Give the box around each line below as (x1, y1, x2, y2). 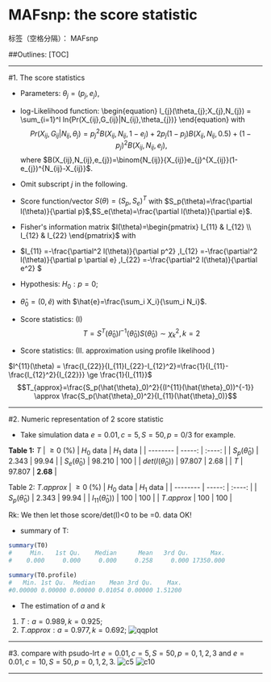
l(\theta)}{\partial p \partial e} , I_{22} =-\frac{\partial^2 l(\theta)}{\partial (19, 255, 258, 265)
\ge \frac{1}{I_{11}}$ (86, 370, 152, 380)
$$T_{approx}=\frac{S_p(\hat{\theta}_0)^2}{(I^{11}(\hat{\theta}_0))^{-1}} (17, 383, 254, 392)
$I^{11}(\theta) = (8, 362, 62, 371)
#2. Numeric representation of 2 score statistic (8, 414, 164, 425)
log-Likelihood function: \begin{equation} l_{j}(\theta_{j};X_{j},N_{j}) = (19, 106, 252, 115)
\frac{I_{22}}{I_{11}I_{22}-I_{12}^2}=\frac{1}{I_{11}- (63, 362, 229, 371)
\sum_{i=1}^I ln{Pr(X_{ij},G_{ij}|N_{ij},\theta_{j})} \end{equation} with (19, 115, 246, 124)
